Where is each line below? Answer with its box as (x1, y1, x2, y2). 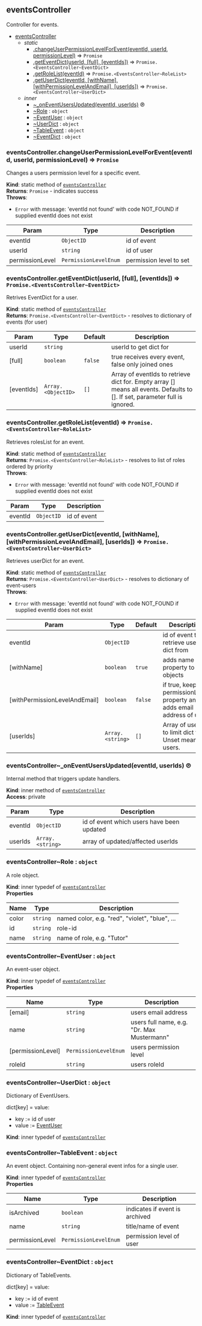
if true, (162, 681, 182, 689)
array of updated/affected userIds (82, 838, 179, 846)
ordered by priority (6, 463, 53, 470)
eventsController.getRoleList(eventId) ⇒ (6, 418, 127, 427)
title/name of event (126, 1222, 179, 1231)
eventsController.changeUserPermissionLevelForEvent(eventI (6, 148, 192, 156)
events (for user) (6, 318, 48, 325)
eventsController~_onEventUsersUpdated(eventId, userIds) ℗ (6, 761, 192, 769)
